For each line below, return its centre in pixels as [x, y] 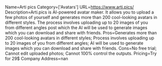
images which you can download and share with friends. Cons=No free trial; [81, 48]
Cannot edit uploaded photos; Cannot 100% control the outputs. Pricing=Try [81, 53]
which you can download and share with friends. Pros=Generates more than [81, 33]
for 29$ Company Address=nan [37, 58]
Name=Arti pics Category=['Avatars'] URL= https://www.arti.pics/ [69, 7]
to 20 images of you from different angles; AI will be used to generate [74, 43]
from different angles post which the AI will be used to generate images [76, 28]
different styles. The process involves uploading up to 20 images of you [77, 22]
